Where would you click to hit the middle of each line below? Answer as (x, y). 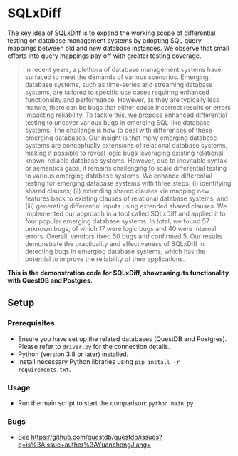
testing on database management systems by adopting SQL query (104, 40)
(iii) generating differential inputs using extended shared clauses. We (126, 206)
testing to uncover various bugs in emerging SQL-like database (117, 122)
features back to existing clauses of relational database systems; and (126, 198)
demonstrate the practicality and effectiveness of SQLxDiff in (115, 243)
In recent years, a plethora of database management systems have (123, 69)
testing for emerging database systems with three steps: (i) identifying (128, 183)
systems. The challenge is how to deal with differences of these (118, 130)
